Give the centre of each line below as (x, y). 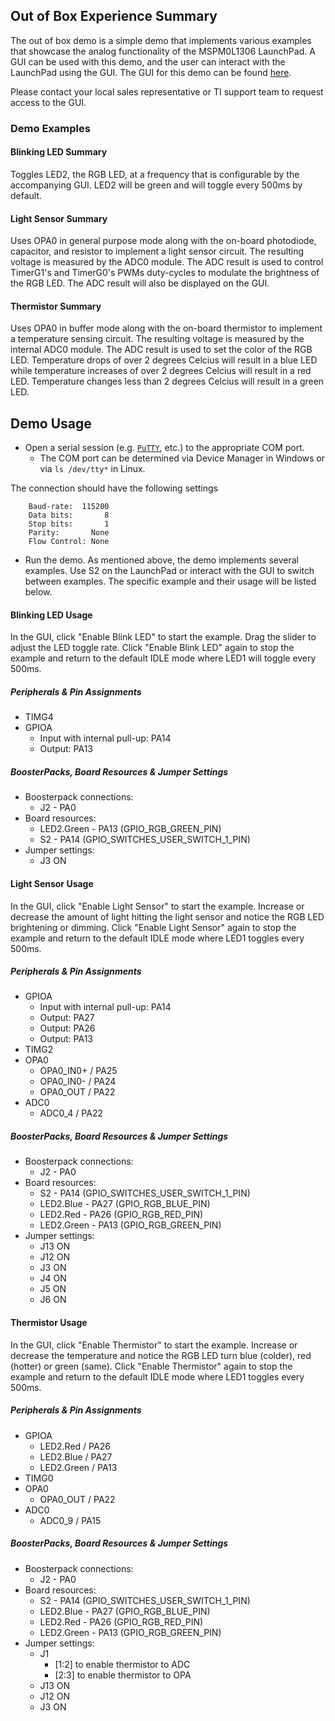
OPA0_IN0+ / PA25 (78, 1071)
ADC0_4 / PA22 (71, 1113)
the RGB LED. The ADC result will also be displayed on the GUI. (140, 283)
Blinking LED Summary (59, 152)
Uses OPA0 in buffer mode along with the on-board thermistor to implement (166, 328)
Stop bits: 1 (69, 524)
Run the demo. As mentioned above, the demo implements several (161, 560)
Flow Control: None (69, 542)
